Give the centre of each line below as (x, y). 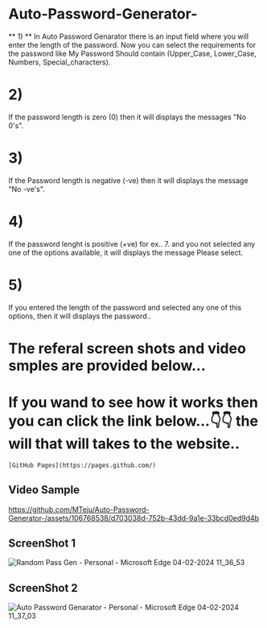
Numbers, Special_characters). (60, 62)
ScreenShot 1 (42, 544)
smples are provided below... (107, 366)
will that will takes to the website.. (124, 444)
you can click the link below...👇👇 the (133, 421)
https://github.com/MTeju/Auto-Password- (79, 509)
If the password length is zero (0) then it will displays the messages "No (127, 117)
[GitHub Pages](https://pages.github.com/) (82, 465)
